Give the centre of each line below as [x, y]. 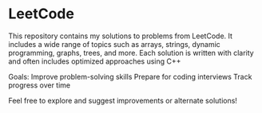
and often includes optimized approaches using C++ [95, 61]
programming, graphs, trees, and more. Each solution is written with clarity [131, 53]
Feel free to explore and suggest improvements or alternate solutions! [123, 100]
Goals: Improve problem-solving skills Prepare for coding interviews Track [130, 76]
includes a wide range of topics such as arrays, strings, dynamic [115, 44]
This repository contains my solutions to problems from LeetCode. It [121, 36]
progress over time [39, 85]
